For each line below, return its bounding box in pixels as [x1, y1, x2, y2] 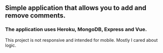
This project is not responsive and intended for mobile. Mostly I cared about [5, 37, 158, 43]
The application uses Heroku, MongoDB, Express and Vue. [5, 26, 147, 33]
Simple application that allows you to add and [5, 4, 147, 12]
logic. [5, 42, 16, 48]
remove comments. [5, 12, 66, 20]
